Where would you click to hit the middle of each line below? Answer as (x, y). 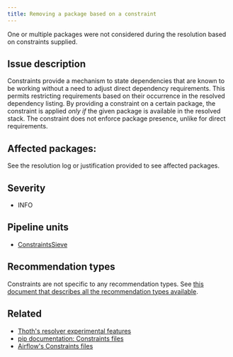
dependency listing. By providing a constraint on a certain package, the (112, 104)
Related (25, 314)
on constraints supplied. (42, 42)
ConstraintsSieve (42, 244)
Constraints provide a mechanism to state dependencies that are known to (116, 81)
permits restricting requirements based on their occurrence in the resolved (116, 96)
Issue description (47, 64)
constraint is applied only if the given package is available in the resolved (114, 111)
